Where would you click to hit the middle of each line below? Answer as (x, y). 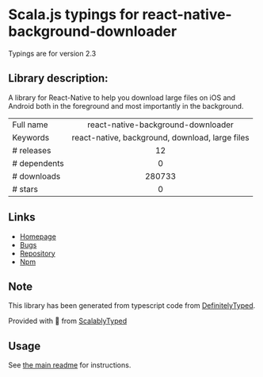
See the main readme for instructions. (70, 365)
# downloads (36, 176)
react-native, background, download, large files (160, 137)
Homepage (38, 237)
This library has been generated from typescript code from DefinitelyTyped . (132, 306)
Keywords (31, 137)
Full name (30, 125)
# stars (25, 189)
